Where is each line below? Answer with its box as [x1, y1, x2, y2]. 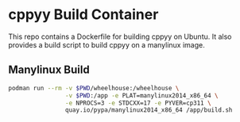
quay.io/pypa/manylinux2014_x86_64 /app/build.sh [64, 106, 233, 114]
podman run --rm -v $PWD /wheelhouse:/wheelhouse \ [8, 84, 180, 92]
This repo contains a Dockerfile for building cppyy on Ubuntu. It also [8, 32, 232, 41]
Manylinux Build [8, 63, 90, 77]
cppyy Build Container [8, 6, 159, 24]
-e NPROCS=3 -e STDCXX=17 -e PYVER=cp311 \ [64, 99, 212, 107]
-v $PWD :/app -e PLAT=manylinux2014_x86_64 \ [64, 91, 219, 100]
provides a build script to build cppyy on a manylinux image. [8, 40, 205, 49]
